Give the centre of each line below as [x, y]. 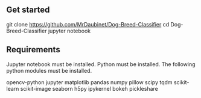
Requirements [33, 50]
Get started [28, 10]
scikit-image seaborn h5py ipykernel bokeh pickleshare [89, 88]
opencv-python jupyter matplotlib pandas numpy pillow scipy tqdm [90, 82]
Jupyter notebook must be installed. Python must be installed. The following [101, 64]
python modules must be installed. [49, 70]
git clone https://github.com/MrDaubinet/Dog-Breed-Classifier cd [88, 24]
